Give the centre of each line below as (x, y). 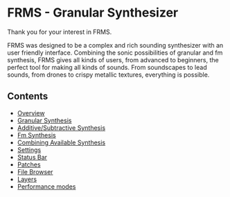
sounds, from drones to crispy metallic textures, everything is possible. (108, 75)
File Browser (35, 171)
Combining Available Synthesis (61, 142)
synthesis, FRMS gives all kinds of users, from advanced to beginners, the (113, 59)
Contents (28, 96)
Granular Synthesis (44, 120)
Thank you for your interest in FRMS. (60, 32)
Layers (27, 179)
